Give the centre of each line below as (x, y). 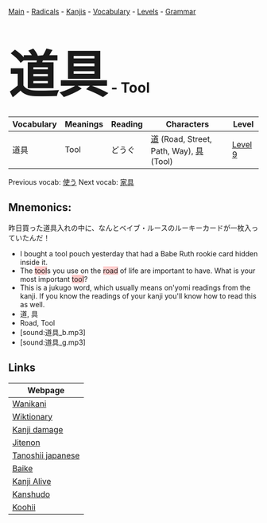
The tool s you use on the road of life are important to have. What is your (137, 271)
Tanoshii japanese (46, 455)
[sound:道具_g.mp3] (52, 342)
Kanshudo (31, 494)
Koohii (24, 507)
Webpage (46, 390)
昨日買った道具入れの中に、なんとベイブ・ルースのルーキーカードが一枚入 (130, 228)
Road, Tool (37, 322)
